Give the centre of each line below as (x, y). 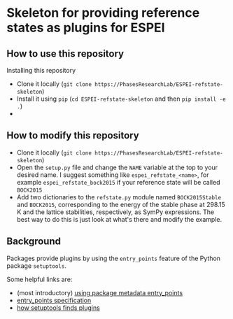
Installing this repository (41, 70)
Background (34, 242)
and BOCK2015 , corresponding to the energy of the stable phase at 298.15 (121, 204)
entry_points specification (54, 300)
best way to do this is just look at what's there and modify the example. (119, 219)
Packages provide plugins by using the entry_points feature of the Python (114, 258)
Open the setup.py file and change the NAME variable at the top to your (117, 167)
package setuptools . (37, 265)
